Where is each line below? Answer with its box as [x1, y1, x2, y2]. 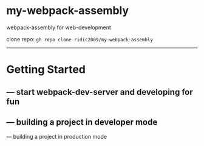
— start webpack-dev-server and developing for [6, 86, 193, 97]
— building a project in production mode [6, 133, 107, 141]
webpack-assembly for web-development [6, 24, 111, 31]
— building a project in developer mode [6, 117, 158, 127]
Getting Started [6, 63, 86, 77]
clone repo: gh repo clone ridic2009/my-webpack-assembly [6, 35, 154, 43]
